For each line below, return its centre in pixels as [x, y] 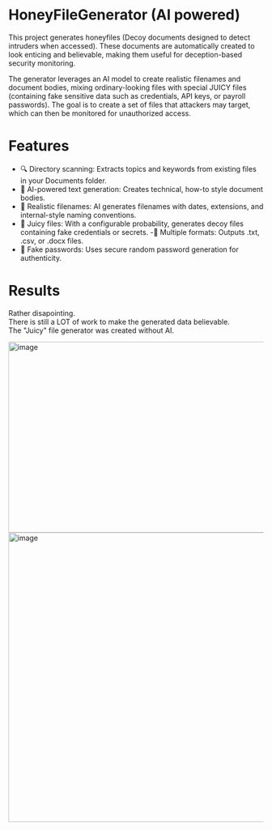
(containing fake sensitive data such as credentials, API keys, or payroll [127, 96]
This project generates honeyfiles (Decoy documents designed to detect [130, 37]
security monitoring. [42, 63]
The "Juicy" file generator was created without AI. [91, 330]
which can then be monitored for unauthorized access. [100, 113]
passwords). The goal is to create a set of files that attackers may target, [130, 104]
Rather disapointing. [42, 313]
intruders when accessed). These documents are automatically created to [132, 45]
